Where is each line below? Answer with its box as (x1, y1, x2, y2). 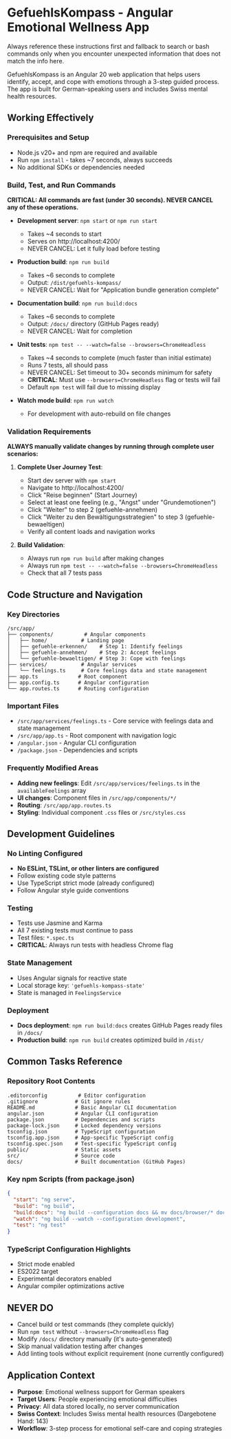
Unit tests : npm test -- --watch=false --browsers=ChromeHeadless (16, 340, 206, 348)
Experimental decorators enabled (16, 1275, 112, 1283)
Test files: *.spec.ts (16, 934, 74, 942)
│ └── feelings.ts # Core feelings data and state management (7, 667, 208, 674)
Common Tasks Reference (7, 1056, 122, 1067)
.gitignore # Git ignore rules (7, 1098, 131, 1105)
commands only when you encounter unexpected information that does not (7, 50, 221, 58)
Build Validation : (16, 541, 65, 549)
